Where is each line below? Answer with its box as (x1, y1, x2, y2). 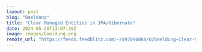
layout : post (6, 8, 39, 15)
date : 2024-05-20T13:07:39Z (6, 25, 77, 32)
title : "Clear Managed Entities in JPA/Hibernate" (6, 20, 136, 26)
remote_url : (6, 36, 36, 42)
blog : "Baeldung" (6, 14, 50, 20)
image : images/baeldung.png (6, 31, 77, 37)
